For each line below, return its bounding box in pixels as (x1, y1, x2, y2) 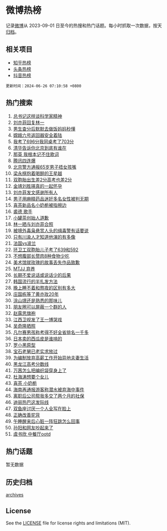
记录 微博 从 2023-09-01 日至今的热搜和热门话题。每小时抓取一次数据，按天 (6, 22, 162, 28)
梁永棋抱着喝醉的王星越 (13, 170, 62, 176)
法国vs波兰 (13, 240, 36, 246)
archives (6, 492, 24, 498)
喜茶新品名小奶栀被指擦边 (13, 202, 67, 208)
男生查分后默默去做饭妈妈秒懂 (13, 126, 75, 132)
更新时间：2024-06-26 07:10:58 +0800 (6, 83, 81, 88)
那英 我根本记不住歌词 (13, 151, 59, 157)
